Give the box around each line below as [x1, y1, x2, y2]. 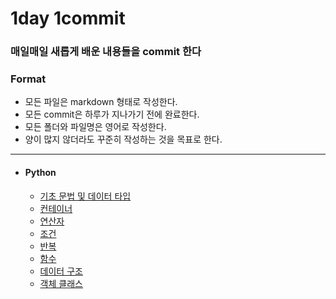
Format [10, 72, 47, 86]
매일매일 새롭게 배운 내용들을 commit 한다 [10, 45, 202, 59]
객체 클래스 [39, 277, 83, 289]
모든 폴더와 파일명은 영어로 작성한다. [24, 121, 167, 133]
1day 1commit [10, 7, 126, 30]
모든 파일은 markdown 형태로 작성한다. [24, 96, 178, 108]
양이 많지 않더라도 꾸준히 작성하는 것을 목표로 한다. [24, 133, 223, 146]
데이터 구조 [39, 265, 83, 277]
